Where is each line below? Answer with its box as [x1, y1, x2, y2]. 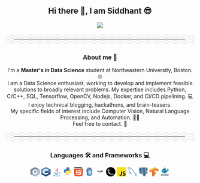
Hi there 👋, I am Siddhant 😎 [48, 6, 152, 16]
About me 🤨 [83, 53, 117, 61]
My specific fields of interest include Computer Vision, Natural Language [10, 108, 190, 115]
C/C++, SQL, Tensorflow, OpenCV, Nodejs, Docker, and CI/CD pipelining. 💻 [7, 93, 193, 100]
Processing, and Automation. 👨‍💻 [60, 114, 140, 121]
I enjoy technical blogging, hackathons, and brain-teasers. [28, 101, 172, 108]
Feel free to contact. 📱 [72, 120, 128, 128]
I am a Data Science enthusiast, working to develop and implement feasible [7, 80, 193, 87]
